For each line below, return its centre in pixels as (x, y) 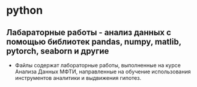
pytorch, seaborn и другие (58, 51)
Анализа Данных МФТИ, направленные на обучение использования (103, 72)
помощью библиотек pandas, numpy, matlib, (94, 41)
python (25, 10)
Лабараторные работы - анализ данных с (89, 32)
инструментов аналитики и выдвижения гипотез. (78, 78)
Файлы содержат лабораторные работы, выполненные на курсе (98, 65)
